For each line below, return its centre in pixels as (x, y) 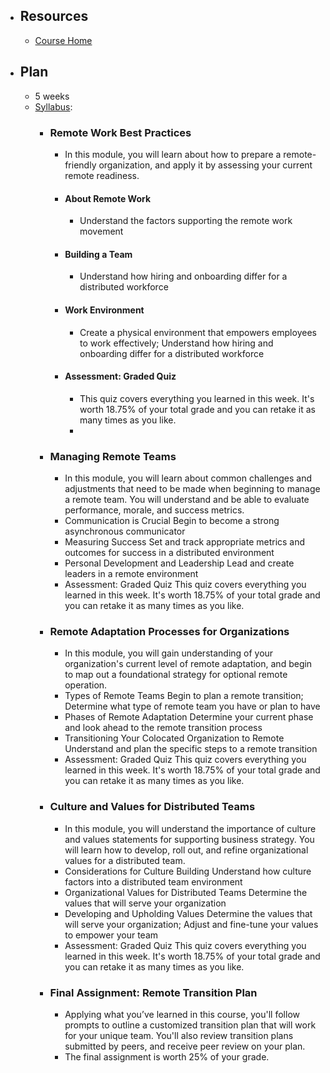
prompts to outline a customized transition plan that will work (190, 1025)
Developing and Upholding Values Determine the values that (188, 913)
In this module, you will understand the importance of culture (190, 828)
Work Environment (104, 310)
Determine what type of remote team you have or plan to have (192, 706)
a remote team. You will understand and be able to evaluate (187, 500)
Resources (54, 16)
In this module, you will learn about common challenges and (188, 478)
